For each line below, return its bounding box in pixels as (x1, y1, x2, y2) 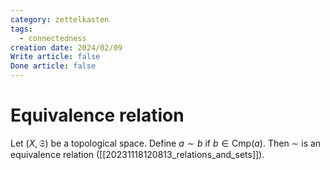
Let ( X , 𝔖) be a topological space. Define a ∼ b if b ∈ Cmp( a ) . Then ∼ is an (10, 137, 322, 149)
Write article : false (10, 52, 101, 62)
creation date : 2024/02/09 (10, 42, 123, 53)
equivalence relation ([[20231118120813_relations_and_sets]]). (10, 148, 265, 160)
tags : (10, 24, 33, 34)
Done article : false (10, 61, 97, 71)
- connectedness (19, 33, 87, 43)
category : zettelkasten (10, 14, 110, 25)
